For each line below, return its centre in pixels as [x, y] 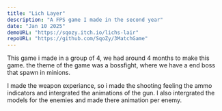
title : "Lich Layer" [37, 13]
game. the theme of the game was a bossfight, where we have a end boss [111, 65]
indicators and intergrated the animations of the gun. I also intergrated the [111, 93]
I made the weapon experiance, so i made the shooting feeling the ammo [110, 86]
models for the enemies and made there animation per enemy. [95, 100]
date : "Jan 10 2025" [37, 26]
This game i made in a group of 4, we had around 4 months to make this [108, 58]
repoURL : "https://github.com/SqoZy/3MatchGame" [78, 39]
